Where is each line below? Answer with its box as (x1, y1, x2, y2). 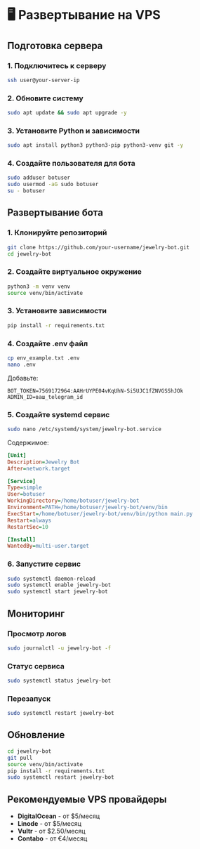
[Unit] (7, 452, 27, 459)
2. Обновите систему (7, 93, 84, 103)
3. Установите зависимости (7, 306, 107, 316)
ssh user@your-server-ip (7, 77, 80, 84)
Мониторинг (7, 607, 65, 619)
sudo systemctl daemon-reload (7, 575, 96, 582)
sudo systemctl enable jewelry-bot (7, 581, 112, 588)
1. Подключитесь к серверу (7, 60, 107, 70)
